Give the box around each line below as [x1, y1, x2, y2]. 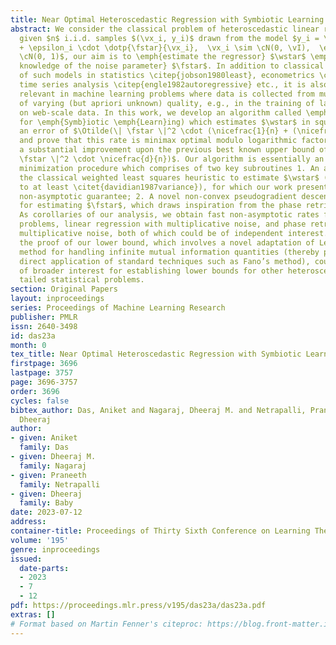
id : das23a [10, 331, 56, 341]
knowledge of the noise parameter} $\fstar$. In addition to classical [19, 61, 325, 71]
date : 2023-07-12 [10, 507, 83, 518]
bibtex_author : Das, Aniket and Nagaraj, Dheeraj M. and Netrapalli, [10, 405, 307, 415]
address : [10, 517, 47, 527]
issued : [10, 554, 43, 564]
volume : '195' [10, 535, 70, 545]
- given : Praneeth [10, 470, 87, 480]
